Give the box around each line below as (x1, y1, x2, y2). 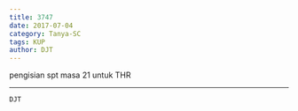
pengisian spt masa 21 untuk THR (9, 70, 131, 80)
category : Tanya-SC (9, 29, 82, 38)
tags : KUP (9, 37, 46, 47)
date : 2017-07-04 (9, 21, 74, 30)
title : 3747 (9, 12, 53, 22)
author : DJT (9, 46, 53, 55)
